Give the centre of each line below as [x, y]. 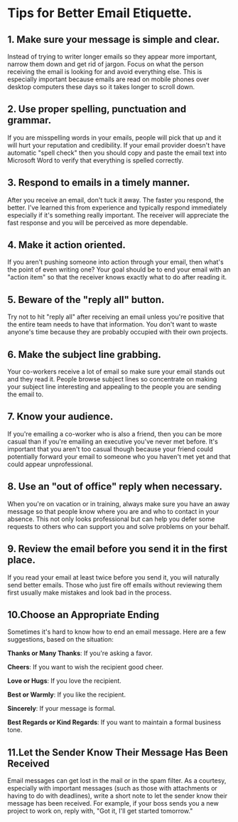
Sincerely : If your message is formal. [61, 709]
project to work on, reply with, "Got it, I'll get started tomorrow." [100, 811]
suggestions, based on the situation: [60, 639]
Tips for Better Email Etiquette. [100, 13]
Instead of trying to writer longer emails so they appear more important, [112, 56]
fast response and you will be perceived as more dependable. [98, 222]
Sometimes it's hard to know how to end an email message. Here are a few [117, 632]
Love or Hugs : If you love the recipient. [65, 681]
